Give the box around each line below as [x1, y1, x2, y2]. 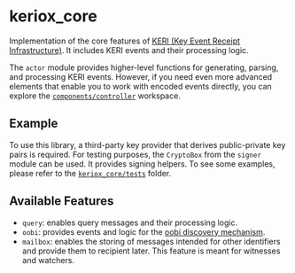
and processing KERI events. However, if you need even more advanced [9, 71, 273, 82]
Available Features [9, 193, 114, 209]
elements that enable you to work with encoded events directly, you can [9, 81, 272, 91]
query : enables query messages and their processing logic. [21, 217, 237, 228]
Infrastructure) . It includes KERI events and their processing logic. [9, 44, 250, 55]
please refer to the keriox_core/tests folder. [9, 168, 172, 178]
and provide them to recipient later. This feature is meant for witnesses [21, 246, 281, 256]
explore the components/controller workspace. [9, 90, 182, 101]
